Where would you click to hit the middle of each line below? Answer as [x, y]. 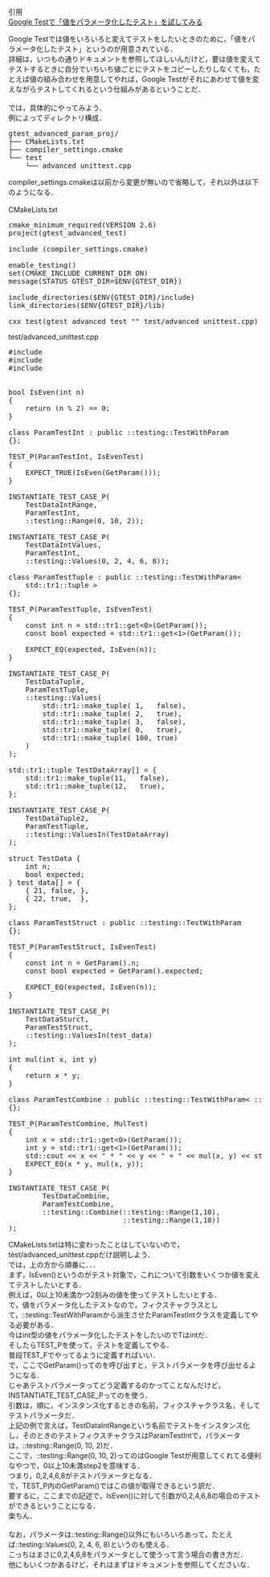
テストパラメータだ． [43, 1415]
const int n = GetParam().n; [83, 963]
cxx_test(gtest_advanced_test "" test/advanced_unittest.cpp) [133, 321]
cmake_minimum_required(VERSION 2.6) [83, 225]
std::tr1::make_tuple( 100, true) [110, 738]
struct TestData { [45, 858]
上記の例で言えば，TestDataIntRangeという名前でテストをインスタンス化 [129, 1425]
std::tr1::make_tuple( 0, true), [112, 730]
